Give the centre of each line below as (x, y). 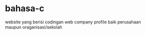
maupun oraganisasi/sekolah (34, 27)
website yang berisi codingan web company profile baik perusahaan (73, 22)
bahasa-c (25, 9)
